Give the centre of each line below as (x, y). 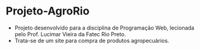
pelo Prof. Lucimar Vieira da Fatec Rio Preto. (70, 34)
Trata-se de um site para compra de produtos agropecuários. (92, 40)
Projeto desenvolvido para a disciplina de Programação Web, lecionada (104, 28)
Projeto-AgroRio (48, 11)
